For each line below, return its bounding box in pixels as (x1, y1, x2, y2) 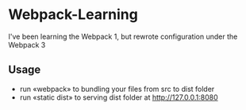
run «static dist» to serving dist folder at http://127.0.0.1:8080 (19, 93, 218, 102)
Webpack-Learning (8, 6, 139, 24)
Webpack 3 (8, 40, 46, 49)
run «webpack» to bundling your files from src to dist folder (19, 84, 215, 93)
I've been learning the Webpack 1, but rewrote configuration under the (8, 32, 238, 41)
